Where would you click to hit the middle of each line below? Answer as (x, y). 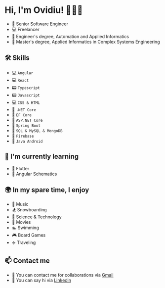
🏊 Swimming (25, 228)
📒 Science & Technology (37, 217)
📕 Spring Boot (26, 125)
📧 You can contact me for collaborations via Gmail (63, 275)
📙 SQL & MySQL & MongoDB (37, 130)
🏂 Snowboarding (29, 210)
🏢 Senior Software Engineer (40, 24)
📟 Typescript (26, 87)
